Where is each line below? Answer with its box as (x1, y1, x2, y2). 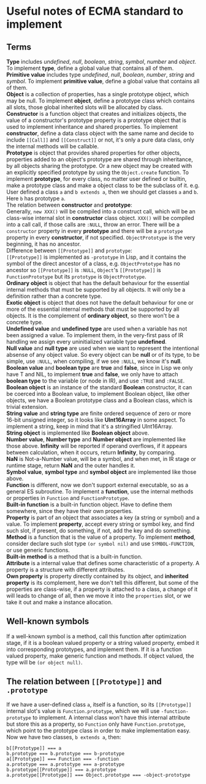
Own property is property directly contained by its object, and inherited (6, 573, 189, 580)
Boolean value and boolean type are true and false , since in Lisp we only (6, 364, 193, 371)
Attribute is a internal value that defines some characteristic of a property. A (6, 560, 200, 566)
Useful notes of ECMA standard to (6, 4, 184, 18)
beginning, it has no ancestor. (6, 240, 82, 248)
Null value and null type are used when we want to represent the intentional (6, 344, 199, 352)
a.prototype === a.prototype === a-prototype (6, 761, 124, 767)
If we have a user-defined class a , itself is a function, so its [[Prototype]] (6, 701, 192, 708)
